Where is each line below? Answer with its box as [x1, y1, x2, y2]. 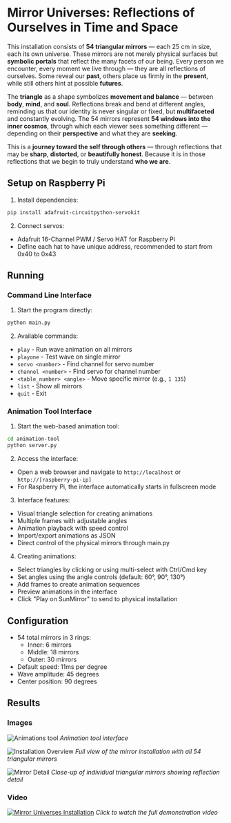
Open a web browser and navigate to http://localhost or [17, 468, 181, 476]
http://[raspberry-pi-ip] [17, 477, 92, 484]
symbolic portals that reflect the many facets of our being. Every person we [7, 57, 224, 65]
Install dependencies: [17, 196, 79, 204]
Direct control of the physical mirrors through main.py [17, 539, 170, 547]
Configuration [7, 615, 69, 627]
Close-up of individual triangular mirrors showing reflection [50, 768, 221, 776]
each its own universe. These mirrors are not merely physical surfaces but [7, 50, 219, 58]
